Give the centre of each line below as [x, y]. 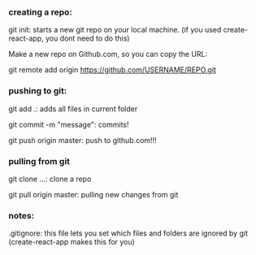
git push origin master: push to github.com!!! [82, 140]
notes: [22, 215]
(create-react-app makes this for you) [72, 242]
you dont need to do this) [87, 38]
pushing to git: [38, 91]
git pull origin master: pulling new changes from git [93, 194]
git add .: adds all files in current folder [73, 109]
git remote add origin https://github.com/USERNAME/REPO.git [113, 70]
